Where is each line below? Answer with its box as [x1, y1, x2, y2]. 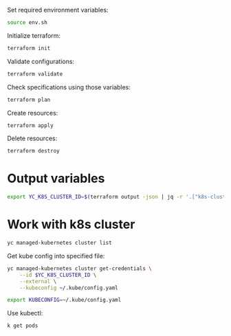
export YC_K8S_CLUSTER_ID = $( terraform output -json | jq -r [7, 194, 184, 201]
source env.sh [7, 19, 48, 26]
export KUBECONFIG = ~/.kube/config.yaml [7, 297, 122, 304]
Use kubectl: [7, 309, 43, 317]
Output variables [7, 171, 105, 186]
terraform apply [7, 122, 54, 129]
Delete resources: [7, 134, 58, 143]
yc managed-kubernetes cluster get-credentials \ [7, 265, 153, 272]
